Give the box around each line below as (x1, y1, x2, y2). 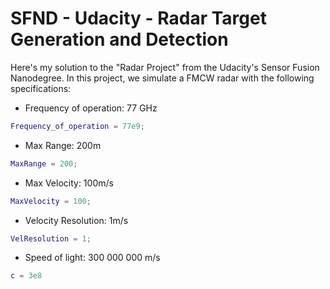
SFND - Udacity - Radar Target (10, 7, 267, 30)
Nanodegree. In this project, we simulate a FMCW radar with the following (10, 72, 315, 84)
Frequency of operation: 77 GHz (24, 102, 158, 114)
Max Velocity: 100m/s (24, 177, 114, 189)
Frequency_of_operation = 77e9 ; (10, 121, 145, 131)
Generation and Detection (10, 28, 229, 51)
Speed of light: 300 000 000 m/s (24, 252, 161, 264)
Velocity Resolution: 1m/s (24, 214, 129, 226)
